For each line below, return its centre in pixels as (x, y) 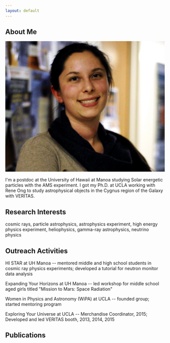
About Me (21, 32)
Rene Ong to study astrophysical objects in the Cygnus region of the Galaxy (84, 190)
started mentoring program (33, 304)
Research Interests (36, 212)
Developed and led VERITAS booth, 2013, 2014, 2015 (60, 320)
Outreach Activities (37, 251)
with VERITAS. (20, 196)
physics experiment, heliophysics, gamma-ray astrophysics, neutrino (77, 230)
